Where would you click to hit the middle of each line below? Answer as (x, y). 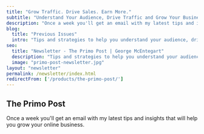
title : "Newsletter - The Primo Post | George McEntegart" (88, 51)
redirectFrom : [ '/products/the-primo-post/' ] (65, 79)
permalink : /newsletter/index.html (51, 74)
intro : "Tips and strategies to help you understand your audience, (100, 40)
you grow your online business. (46, 124)
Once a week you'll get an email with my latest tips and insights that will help (102, 118)
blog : (13, 29)
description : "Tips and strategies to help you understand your (95, 57)
